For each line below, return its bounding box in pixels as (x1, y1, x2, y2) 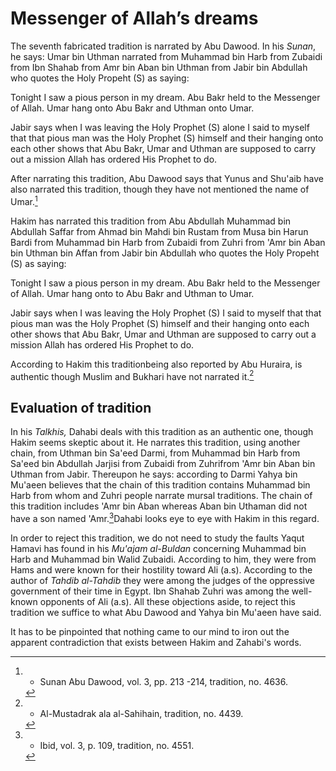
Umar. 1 (10, 193, 38, 207)
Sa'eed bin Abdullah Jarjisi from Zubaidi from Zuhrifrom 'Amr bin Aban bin (10, 458, 316, 470)
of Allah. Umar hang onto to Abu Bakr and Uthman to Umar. (10, 287, 255, 299)
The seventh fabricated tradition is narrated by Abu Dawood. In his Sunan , (10, 40, 317, 52)
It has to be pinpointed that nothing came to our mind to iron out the (10, 625, 290, 637)
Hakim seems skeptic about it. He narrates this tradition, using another (10, 437, 301, 449)
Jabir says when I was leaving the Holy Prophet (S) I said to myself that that (10, 307, 322, 319)
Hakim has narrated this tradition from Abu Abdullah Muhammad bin (10, 215, 292, 227)
